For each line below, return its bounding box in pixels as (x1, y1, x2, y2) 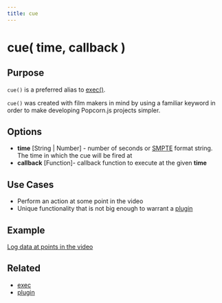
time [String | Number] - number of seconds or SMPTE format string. (16, 144, 213, 152)
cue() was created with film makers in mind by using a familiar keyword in (7, 98, 216, 107)
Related (7, 262, 41, 274)
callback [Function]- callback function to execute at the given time (16, 159, 208, 167)
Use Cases (7, 178, 54, 190)
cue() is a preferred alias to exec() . (7, 85, 106, 94)
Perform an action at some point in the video (16, 197, 144, 205)
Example (7, 224, 45, 236)
